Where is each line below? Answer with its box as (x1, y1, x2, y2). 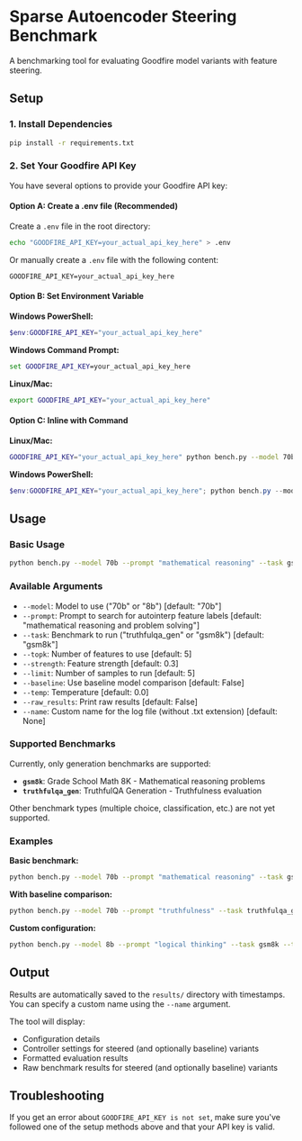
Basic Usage (9, 538, 66, 550)
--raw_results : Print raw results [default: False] (22, 696, 198, 707)
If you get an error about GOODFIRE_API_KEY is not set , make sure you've (9, 1112, 281, 1123)
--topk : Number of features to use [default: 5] (22, 648, 192, 659)
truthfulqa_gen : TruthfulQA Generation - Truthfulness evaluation (22, 785, 262, 796)
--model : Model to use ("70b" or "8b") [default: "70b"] (22, 601, 222, 611)
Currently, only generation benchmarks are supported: (9, 758, 211, 769)
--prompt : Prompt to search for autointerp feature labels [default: (22, 610, 262, 620)
